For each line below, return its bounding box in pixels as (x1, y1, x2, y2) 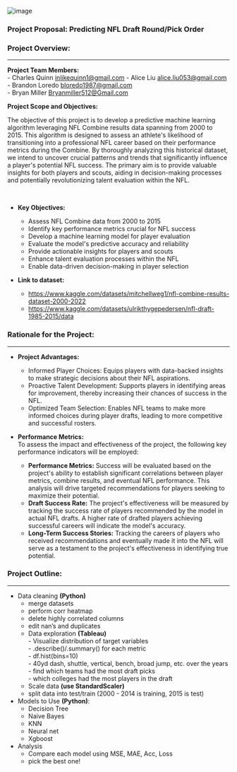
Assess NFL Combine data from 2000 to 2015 (28, 217, 161, 226)
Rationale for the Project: (7, 329, 95, 339)
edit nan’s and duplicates (28, 621, 101, 630)
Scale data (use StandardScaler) (28, 682, 125, 690)
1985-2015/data (28, 312, 74, 321)
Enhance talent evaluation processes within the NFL (28, 255, 179, 263)
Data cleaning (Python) (17, 591, 86, 600)
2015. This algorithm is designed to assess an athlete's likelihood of (7, 131, 203, 139)
